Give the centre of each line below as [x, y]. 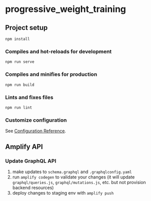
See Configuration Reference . [36, 131]
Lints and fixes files [29, 97]
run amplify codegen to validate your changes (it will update [74, 177]
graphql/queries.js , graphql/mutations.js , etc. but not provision [79, 182]
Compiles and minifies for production [51, 74]
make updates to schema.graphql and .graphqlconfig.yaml [72, 172]
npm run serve [20, 62]
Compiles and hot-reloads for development [59, 51]
